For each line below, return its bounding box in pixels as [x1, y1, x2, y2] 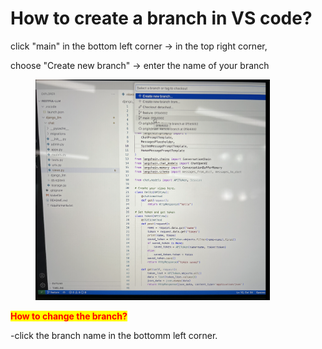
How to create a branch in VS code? [10, 7, 313, 30]
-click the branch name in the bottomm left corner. [10, 329, 218, 341]
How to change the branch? [10, 310, 128, 322]
